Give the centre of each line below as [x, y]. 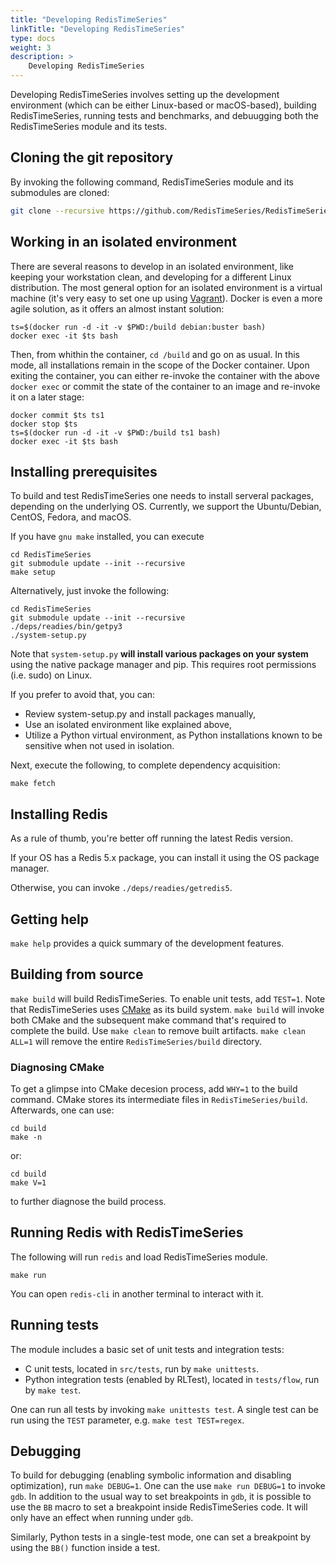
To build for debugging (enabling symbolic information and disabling [151, 1475]
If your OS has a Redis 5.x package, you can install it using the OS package [165, 858]
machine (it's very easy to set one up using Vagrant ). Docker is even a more [166, 298]
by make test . [53, 1390]
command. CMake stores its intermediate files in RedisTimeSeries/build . [159, 1100]
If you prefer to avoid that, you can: [83, 695]
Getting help [49, 919]
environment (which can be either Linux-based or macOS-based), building [163, 105]
